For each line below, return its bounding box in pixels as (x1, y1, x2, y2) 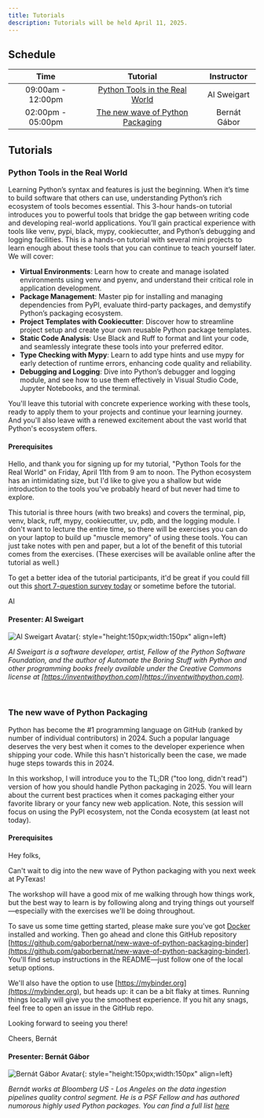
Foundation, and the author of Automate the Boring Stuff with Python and (8, 656, 247, 665)
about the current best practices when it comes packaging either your (8, 790, 235, 799)
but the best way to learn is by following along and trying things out (8, 897, 226, 907)
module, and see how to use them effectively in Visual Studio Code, (19, 375, 239, 385)
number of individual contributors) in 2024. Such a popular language (8, 733, 230, 743)
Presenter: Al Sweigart (8, 614, 84, 624)
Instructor (209, 71, 248, 82)
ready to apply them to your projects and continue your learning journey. (8, 407, 244, 416)
